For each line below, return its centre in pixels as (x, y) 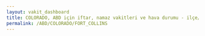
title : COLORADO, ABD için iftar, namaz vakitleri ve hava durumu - (95, 18)
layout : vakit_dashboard (38, 12)
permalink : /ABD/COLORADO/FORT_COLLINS (57, 23)
